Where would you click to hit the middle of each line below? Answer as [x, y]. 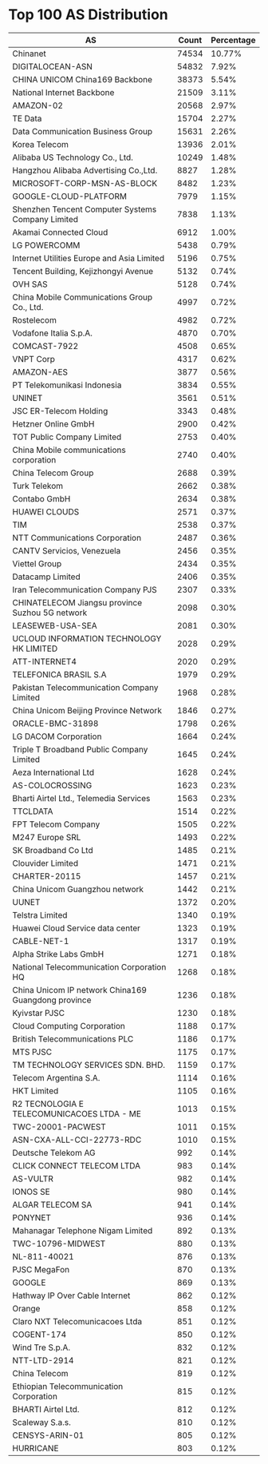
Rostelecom [35, 319]
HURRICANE [35, 1448]
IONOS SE [31, 1192]
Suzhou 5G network [50, 613]
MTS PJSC [32, 1052]
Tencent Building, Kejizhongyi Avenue [83, 271]
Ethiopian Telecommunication [68, 1386]
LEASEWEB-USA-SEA [55, 625]
